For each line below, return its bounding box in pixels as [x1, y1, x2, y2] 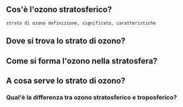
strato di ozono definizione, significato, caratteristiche [6, 20, 157, 26]
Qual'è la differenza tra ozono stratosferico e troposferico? [6, 93, 177, 101]
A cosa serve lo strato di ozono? [6, 75, 126, 85]
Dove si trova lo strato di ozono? [6, 36, 126, 46]
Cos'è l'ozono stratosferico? [6, 5, 113, 15]
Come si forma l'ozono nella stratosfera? [6, 56, 158, 66]
